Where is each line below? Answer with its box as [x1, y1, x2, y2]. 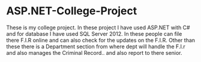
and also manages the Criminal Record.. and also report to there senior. [6, 49, 182, 56]
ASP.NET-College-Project [6, 4, 137, 18]
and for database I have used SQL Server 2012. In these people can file [6, 30, 182, 37]
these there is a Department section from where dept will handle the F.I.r [6, 43, 185, 50]
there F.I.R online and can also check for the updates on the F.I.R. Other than [6, 36, 196, 44]
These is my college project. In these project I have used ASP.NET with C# [6, 24, 190, 31]
